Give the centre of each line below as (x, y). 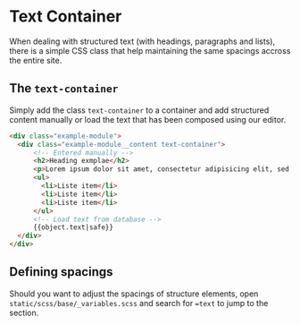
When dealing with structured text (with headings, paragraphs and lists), (142, 41)
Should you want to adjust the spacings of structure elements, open (134, 294)
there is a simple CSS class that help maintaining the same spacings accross (150, 50)
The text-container (64, 88)
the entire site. (36, 60)
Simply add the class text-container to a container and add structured (139, 110)
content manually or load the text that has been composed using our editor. (148, 119)
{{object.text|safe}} (73, 227)
